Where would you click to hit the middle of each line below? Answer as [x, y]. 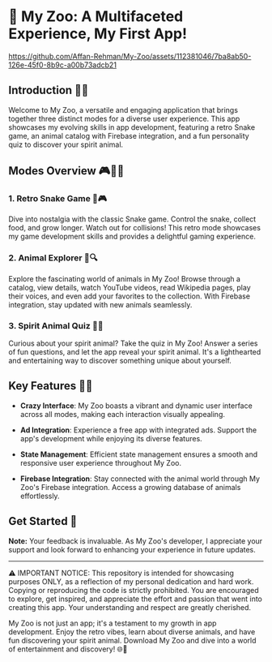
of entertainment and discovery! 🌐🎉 [68, 649]
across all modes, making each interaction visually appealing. [122, 414]
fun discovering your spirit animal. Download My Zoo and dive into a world [132, 640]
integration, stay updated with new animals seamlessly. [100, 304]
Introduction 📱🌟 [49, 90]
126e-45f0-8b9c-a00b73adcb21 [63, 65]
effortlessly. [40, 496]
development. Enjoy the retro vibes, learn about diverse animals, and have [132, 631]
